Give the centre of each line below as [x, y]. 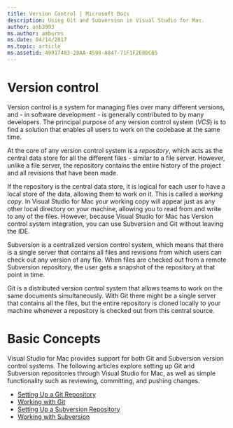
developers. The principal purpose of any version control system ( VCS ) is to [116, 122]
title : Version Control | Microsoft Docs [69, 14]
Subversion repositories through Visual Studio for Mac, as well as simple [111, 373]
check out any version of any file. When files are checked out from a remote [117, 260]
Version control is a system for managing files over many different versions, [116, 107]
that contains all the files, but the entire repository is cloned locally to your [114, 303]
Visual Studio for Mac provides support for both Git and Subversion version [115, 358]
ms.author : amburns [36, 33]
